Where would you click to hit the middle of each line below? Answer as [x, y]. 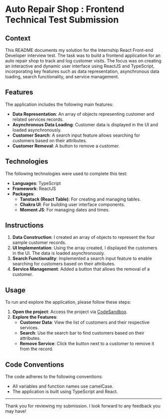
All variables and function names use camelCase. [63, 386]
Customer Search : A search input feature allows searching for [76, 135]
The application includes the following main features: [59, 104]
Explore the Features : [35, 317]
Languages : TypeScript [37, 183]
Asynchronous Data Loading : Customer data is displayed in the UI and [85, 124]
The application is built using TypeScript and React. [65, 392]
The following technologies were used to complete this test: [66, 174]
